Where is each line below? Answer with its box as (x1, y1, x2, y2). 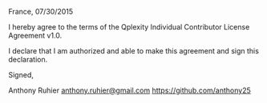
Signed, (8, 70, 34, 79)
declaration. (8, 55, 48, 64)
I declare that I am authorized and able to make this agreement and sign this (8, 46, 259, 55)
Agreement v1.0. (8, 31, 63, 40)
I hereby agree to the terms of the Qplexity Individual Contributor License (8, 22, 250, 31)
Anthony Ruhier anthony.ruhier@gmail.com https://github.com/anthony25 (8, 85, 251, 95)
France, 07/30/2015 (8, 7, 74, 16)
